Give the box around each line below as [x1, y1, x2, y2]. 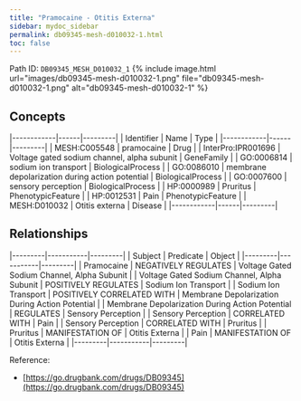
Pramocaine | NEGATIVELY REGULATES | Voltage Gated [83, 260, 292, 271]
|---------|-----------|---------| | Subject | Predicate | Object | [9, 250, 240, 261]
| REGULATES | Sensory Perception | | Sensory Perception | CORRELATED [9, 308, 286, 319]
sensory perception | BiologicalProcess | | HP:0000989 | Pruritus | [9, 181, 257, 192]
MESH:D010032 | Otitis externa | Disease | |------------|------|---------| [9, 200, 278, 211]
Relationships [9, 226, 89, 242]
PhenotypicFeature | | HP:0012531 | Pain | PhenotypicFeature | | [9, 191, 247, 202]
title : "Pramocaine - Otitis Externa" [9, 13, 155, 23]
